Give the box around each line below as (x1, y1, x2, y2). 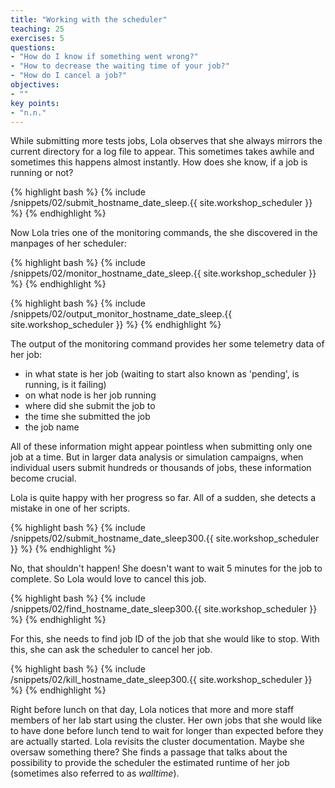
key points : (10, 98, 60, 108)
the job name (24, 421, 80, 433)
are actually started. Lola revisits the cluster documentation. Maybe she (10, 736, 305, 748)
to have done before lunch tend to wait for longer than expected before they (10, 725, 324, 737)
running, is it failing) (24, 379, 107, 391)
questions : (10, 42, 56, 53)
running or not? (10, 167, 74, 179)
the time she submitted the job (24, 411, 151, 423)
